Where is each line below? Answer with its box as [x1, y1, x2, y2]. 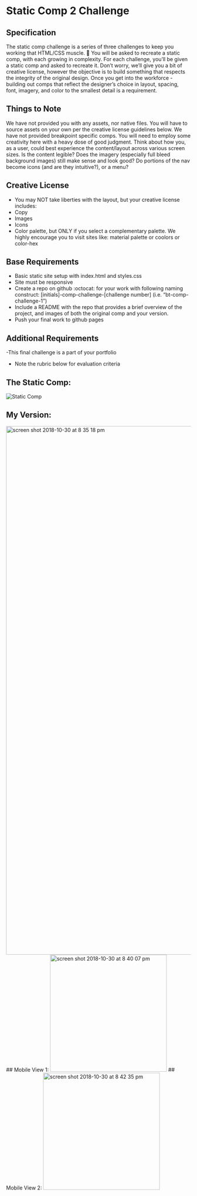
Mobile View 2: [6, 1184, 42, 1191]
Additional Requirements [6, 333, 99, 343]
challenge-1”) [14, 297, 47, 304]
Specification [6, 28, 56, 38]
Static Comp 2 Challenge [6, 4, 130, 18]
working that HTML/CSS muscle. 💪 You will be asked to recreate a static [6, 49, 180, 57]
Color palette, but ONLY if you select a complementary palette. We [14, 227, 176, 234]
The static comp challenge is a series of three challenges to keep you [6, 43, 174, 50]
